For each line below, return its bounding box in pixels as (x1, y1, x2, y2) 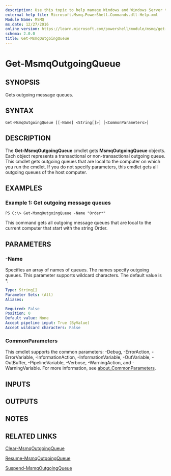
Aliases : (5, 297, 24, 302)
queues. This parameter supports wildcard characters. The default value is (5, 272, 162, 278)
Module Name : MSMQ (5, 17, 44, 22)
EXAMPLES (5, 184, 42, 192)
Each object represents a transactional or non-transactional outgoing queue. (5, 153, 165, 159)
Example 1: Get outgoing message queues (5, 199, 111, 206)
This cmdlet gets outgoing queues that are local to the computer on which (5, 158, 160, 164)
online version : (5, 27, 40, 32)
